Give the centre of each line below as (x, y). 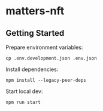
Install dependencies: (32, 69)
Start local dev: (24, 91)
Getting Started (35, 33)
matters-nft (35, 11)
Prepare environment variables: (44, 47)
